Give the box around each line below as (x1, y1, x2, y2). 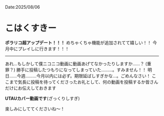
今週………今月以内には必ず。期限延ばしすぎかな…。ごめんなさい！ (17, 73, 151, 78)
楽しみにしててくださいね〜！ (5, 106, 65, 112)
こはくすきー (5, 23, 57, 34)
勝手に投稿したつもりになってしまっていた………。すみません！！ (16, 67, 146, 73)
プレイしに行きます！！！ (18, 46, 69, 52)
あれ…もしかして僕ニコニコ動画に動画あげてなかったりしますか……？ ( (5, 60, 147, 66)
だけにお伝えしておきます (5, 85, 57, 91)
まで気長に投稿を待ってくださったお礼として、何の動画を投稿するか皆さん (9, 79, 159, 85)
